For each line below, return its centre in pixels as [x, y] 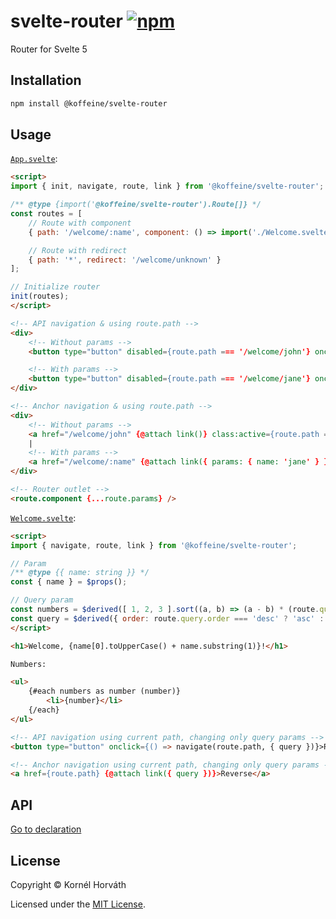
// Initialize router [55, 287]
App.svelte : [34, 159]
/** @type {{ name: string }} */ [80, 573]
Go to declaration [46, 829]
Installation [46, 80]
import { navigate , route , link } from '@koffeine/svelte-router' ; [154, 545]
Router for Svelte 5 [49, 49]
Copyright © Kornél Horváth [68, 884]
